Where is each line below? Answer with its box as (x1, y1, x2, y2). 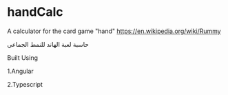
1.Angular (7, 67, 34, 75)
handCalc (7, 4, 63, 20)
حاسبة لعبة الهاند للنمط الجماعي (7, 40, 90, 48)
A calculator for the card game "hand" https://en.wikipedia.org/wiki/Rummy (7, 27, 222, 35)
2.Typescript (7, 80, 43, 88)
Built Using (7, 53, 38, 62)
